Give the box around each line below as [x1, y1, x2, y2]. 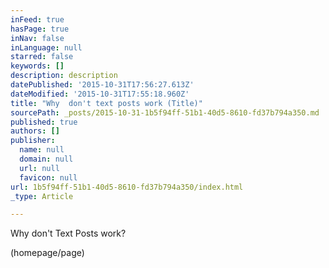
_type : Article [10, 191, 74, 201]
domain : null [19, 154, 74, 164]
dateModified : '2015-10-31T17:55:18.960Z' [10, 89, 190, 99]
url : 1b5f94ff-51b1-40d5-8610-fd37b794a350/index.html [10, 182, 244, 192]
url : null [19, 163, 60, 173]
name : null [19, 145, 65, 155]
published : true [10, 117, 78, 127]
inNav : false [10, 33, 65, 43]
